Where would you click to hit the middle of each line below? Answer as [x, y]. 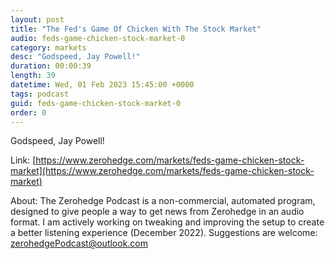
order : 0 [28, 112]
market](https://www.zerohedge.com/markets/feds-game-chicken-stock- [162, 171]
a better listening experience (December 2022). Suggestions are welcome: [164, 233]
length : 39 [33, 76]
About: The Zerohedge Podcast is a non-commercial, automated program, [163, 201]
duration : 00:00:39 [51, 66]
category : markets [48, 47]
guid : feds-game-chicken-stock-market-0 [96, 103]
